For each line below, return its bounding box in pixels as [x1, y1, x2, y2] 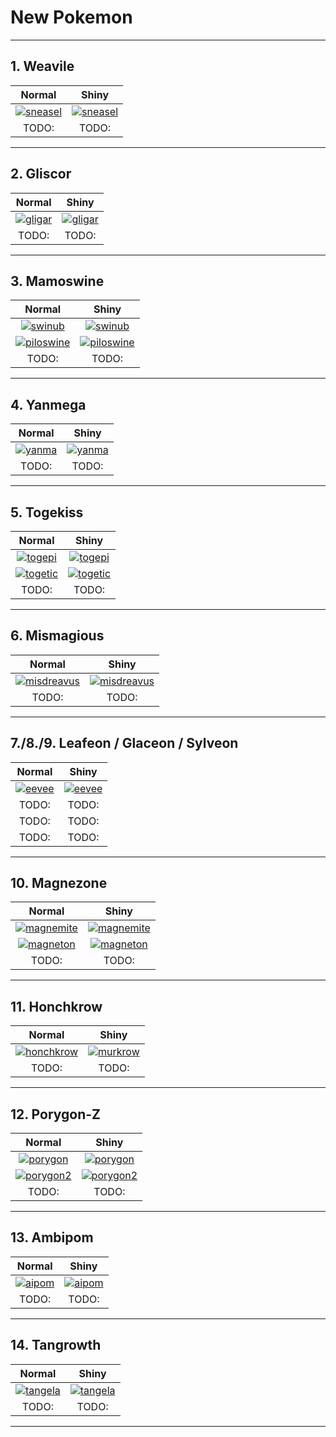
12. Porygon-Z [10, 1106, 102, 1123]
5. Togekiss [10, 504, 84, 521]
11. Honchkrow [10, 998, 103, 1015]
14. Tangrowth [10, 1337, 102, 1354]
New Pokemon [10, 6, 133, 29]
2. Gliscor [10, 166, 72, 183]
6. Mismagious [10, 627, 105, 645]
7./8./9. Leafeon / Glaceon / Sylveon [10, 735, 239, 752]
